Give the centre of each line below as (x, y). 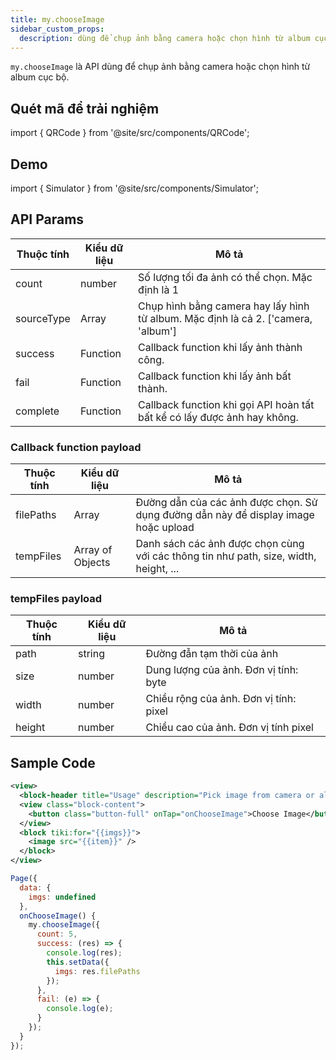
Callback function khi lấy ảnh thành (220, 347)
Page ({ (24, 879)
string (91, 654)
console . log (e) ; (80, 1009)
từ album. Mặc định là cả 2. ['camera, (225, 318)
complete (37, 411)
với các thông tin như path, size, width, (226, 556)
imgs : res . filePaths (97, 971)
